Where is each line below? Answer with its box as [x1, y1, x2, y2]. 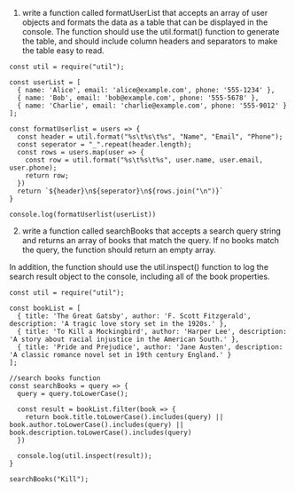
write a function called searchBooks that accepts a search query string [21, 226, 282, 236]
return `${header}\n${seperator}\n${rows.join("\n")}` [17, 186, 224, 195]
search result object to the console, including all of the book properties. [9, 271, 270, 282]
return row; [25, 171, 69, 180]
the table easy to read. [21, 45, 105, 56]
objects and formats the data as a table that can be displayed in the [21, 17, 268, 28]
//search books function [9, 374, 101, 383]
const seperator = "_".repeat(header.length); [17, 140, 192, 149]
